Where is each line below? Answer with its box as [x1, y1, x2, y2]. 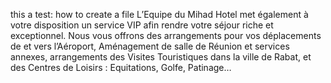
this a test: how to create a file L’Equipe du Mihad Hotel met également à [10, 9, 309, 20]
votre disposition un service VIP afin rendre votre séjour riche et [10, 19, 274, 31]
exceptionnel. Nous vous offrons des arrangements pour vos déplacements [10, 30, 322, 41]
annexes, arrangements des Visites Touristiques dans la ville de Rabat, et [10, 51, 312, 63]
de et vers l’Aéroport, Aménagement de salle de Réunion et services [10, 40, 290, 52]
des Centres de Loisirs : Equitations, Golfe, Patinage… [10, 62, 232, 73]
